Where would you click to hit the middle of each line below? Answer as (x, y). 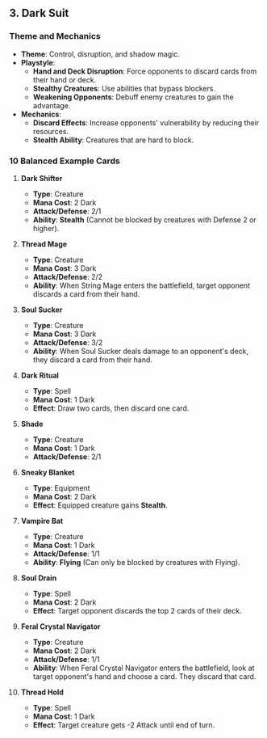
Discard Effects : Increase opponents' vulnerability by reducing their (146, 122)
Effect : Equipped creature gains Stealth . (100, 505)
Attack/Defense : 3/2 (68, 342)
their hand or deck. (65, 79)
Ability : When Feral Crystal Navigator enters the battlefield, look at (144, 668)
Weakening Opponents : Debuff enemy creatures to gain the (133, 97)
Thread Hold (42, 692)
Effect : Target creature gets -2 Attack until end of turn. (124, 725)
